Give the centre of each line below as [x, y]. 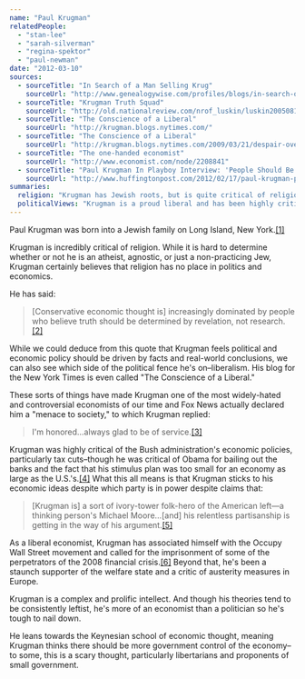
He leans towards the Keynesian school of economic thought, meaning [142, 635]
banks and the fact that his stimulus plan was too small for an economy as [148, 468]
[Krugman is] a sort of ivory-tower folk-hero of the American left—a [157, 505]
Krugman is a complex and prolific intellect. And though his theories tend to [150, 599]
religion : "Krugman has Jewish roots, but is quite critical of [142, 195]
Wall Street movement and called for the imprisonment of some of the [140, 552]
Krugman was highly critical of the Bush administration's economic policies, [151, 449]
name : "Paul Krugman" [50, 18]
